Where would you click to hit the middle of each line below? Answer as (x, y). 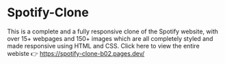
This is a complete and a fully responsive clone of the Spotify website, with (113, 31)
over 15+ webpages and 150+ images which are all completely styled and (110, 38)
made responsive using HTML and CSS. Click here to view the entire (103, 46)
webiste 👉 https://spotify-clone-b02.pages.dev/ (76, 53)
